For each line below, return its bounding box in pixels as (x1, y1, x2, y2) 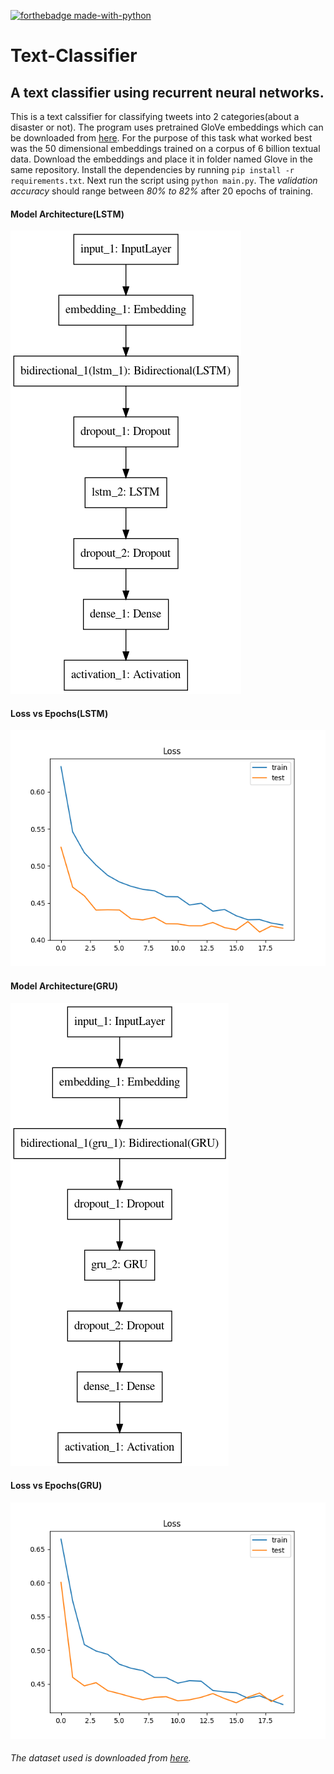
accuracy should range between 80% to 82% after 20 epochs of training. (10, 185, 314, 197)
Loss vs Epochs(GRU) (10, 1480, 103, 1492)
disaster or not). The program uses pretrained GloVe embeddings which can (10, 121, 324, 133)
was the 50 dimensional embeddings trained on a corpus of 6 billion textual (10, 143, 321, 154)
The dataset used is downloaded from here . (10, 1752, 192, 1764)
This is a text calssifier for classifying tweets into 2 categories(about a (10, 111, 300, 122)
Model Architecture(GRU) (10, 980, 119, 992)
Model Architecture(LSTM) (10, 208, 125, 220)
